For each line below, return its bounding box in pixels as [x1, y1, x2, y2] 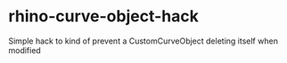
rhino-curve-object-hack [8, 6, 200, 27]
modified [8, 44, 41, 55]
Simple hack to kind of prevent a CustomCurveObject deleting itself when [8, 35, 278, 46]
